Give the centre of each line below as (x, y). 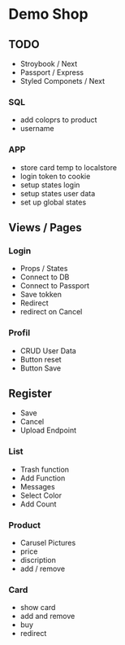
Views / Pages (45, 228)
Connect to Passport (55, 286)
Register (30, 393)
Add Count (38, 504)
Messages (37, 486)
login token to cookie (55, 176)
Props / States (44, 269)
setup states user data (58, 193)
